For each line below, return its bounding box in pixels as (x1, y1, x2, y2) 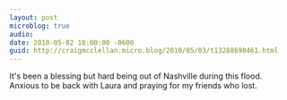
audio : (9, 29, 34, 38)
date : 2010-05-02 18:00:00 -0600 (9, 37, 135, 47)
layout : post (9, 12, 58, 22)
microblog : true (9, 21, 70, 30)
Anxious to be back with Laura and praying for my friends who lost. (9, 80, 257, 91)
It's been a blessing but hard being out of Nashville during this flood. (9, 71, 263, 81)
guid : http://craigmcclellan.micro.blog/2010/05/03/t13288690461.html (9, 46, 279, 55)
